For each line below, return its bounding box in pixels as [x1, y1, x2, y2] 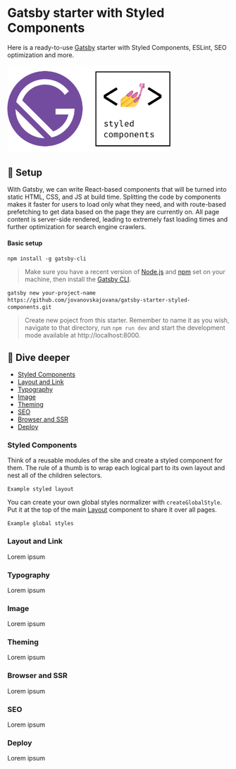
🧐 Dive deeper [7, 351, 70, 364]
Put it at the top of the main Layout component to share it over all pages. [7, 505, 217, 514]
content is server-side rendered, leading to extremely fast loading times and [7, 215, 228, 223]
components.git [7, 304, 52, 311]
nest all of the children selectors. [7, 471, 103, 480]
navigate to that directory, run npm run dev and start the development [24, 324, 225, 332]
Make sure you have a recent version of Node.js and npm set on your [24, 268, 225, 276]
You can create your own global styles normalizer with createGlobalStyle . [7, 498, 222, 507]
